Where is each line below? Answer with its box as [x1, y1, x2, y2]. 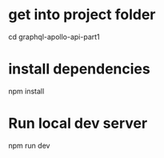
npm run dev [8, 140, 50, 150]
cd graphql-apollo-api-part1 [8, 32, 100, 41]
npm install [8, 86, 45, 96]
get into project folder [8, 6, 156, 24]
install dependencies [8, 60, 150, 78]
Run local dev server [8, 114, 148, 132]
